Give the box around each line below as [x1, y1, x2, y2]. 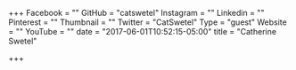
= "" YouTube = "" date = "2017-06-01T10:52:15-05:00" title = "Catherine [8, 27, 277, 36]
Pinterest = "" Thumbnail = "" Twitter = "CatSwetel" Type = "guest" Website [8, 17, 287, 27]
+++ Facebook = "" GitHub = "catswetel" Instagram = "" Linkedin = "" [8, 8, 265, 18]
